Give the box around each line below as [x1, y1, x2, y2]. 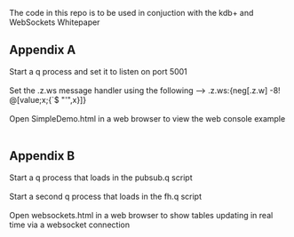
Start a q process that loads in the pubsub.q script [9, 172, 193, 183]
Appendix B [9, 148, 75, 163]
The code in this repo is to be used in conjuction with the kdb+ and [9, 8, 254, 18]
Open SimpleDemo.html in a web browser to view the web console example [9, 113, 286, 123]
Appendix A [9, 43, 76, 58]
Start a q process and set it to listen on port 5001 [9, 66, 188, 76]
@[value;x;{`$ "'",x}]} [9, 94, 87, 105]
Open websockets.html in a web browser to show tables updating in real [9, 209, 274, 220]
